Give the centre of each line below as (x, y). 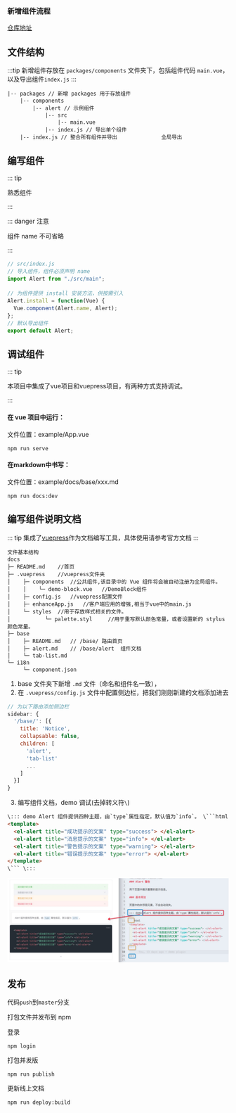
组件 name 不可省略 (36, 236)
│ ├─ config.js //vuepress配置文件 (65, 597)
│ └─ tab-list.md (38, 656)
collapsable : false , (50, 737)
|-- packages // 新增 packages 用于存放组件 (69, 94)
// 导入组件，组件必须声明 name (49, 271)
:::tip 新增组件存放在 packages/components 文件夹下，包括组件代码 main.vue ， (118, 70)
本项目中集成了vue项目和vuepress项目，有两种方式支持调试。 (97, 386)
